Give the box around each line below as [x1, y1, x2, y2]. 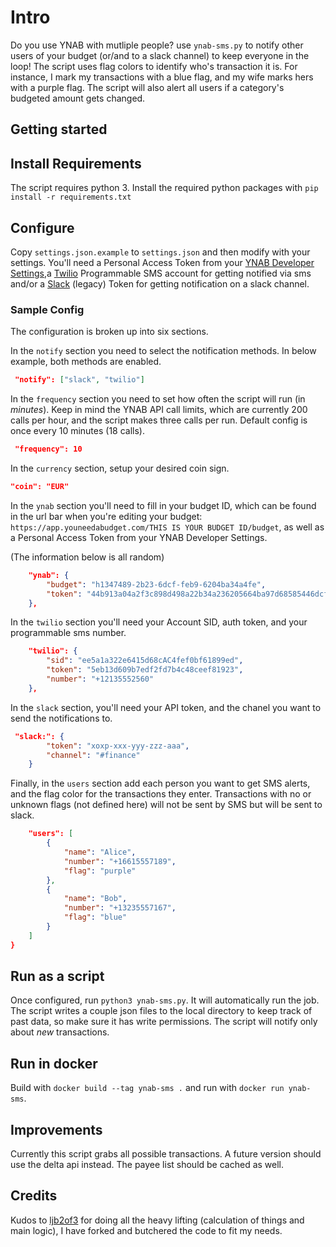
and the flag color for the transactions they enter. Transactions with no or [10, 788, 312, 800]
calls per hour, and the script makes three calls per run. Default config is [10, 414, 308, 426]
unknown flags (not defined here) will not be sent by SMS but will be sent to [10, 799, 323, 811]
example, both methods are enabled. [10, 356, 162, 368]
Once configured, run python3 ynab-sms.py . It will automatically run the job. [10, 994, 320, 1006]
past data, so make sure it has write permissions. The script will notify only [10, 1016, 318, 1028]
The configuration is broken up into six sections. [10, 326, 209, 338]
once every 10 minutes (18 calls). [10, 425, 146, 437]
